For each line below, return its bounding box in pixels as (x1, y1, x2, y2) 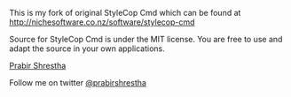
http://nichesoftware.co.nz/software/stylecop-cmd (9, 17, 195, 27)
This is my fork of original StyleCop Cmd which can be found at (9, 8, 241, 18)
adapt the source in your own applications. (9, 43, 166, 54)
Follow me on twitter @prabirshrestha (9, 78, 146, 87)
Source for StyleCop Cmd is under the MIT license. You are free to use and (9, 34, 283, 44)
